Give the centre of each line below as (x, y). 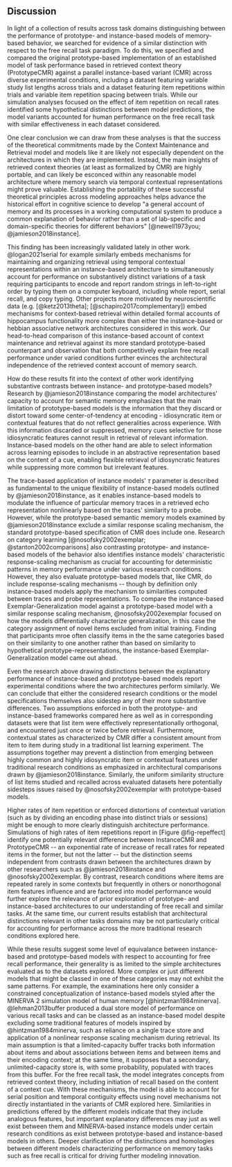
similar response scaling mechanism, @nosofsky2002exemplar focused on (114, 613)
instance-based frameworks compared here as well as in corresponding (110, 715)
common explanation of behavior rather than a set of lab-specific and (106, 219)
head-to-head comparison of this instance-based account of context (106, 336)
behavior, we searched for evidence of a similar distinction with (117, 43)
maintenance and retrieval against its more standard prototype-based (106, 342)
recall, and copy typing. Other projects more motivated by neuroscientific (112, 299)
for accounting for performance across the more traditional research (105, 928)
